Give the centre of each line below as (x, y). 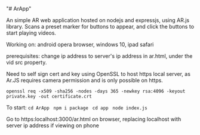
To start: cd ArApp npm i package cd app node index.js (77, 108)
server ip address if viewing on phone (53, 125)
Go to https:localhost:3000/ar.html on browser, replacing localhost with (94, 119)
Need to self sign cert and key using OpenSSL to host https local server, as (99, 74)
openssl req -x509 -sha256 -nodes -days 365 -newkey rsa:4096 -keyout (96, 91)
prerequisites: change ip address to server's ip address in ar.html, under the (99, 56)
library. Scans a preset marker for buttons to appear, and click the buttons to (100, 27)
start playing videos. (31, 33)
